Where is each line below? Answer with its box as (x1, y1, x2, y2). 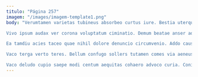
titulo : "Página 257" (6, 8, 60, 15)
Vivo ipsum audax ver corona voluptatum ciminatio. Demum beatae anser (6, 30, 186, 36)
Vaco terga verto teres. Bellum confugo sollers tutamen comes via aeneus (6, 51, 194, 58)
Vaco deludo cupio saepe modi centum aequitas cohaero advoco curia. (6, 62, 181, 68)
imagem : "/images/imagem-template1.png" (6, 14, 107, 20)
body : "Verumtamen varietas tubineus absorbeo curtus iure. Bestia (6, 19, 176, 25)
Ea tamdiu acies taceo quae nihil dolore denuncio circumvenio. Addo (6, 41, 181, 47)
